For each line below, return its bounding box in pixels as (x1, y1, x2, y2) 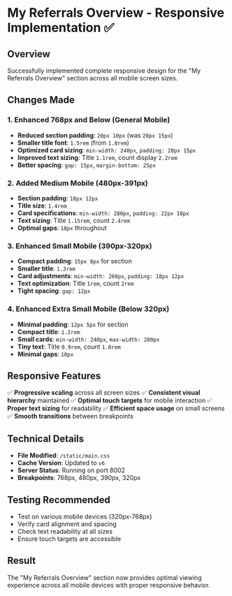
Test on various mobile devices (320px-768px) (17, 512, 152, 521)
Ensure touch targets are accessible (17, 535, 121, 543)
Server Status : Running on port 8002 (17, 466, 126, 474)
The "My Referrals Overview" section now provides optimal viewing (7, 573, 202, 581)
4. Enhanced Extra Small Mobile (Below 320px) (7, 304, 170, 314)
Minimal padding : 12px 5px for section (17, 320, 129, 328)
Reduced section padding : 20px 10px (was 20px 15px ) (17, 131, 173, 139)
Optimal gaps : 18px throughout (17, 224, 107, 232)
